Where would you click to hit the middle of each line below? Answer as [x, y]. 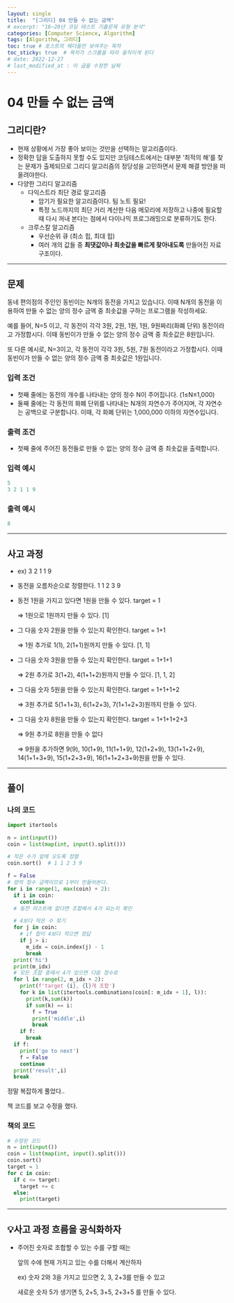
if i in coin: [34, 895]
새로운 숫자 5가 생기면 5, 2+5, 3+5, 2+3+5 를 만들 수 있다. [97, 1292]
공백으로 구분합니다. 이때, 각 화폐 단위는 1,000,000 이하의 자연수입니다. [122, 412]
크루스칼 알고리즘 [51, 227]
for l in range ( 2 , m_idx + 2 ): [59, 979]
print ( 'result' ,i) [40, 1070]
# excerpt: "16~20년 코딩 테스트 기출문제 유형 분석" [77, 27]
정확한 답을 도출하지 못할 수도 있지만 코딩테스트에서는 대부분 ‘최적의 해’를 [116, 157]
